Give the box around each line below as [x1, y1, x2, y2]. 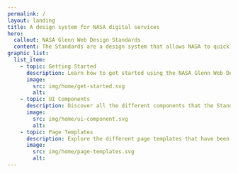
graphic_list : [7, 50, 50, 57]
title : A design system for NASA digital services [7, 23, 160, 30]
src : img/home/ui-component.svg [33, 115, 129, 122]
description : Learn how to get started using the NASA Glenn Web [25, 69, 223, 76]
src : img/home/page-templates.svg [33, 148, 135, 155]
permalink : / [7, 10, 46, 18]
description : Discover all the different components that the [25, 102, 214, 109]
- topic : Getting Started [20, 63, 97, 70]
